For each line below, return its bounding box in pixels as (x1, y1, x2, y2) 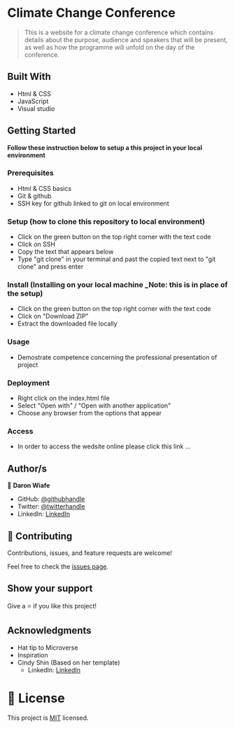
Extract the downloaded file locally (17, 319, 117, 328)
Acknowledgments (7, 624, 92, 636)
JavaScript (17, 97, 49, 105)
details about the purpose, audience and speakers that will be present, (24, 35, 228, 44)
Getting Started (7, 125, 76, 137)
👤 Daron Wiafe (7, 481, 50, 490)
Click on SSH (17, 240, 56, 248)
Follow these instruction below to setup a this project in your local (7, 143, 203, 152)
